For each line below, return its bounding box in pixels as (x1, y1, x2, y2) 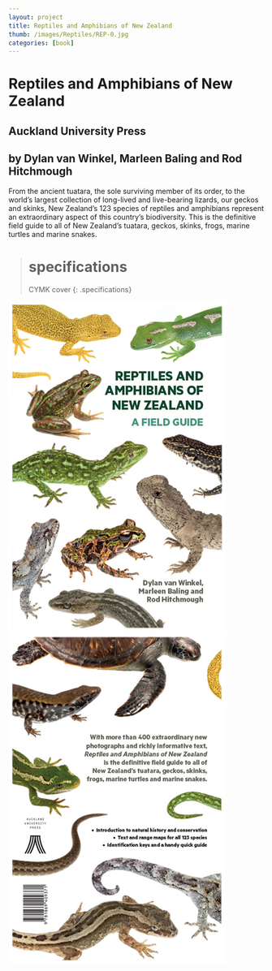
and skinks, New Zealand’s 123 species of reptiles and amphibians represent (8, 203, 265, 213)
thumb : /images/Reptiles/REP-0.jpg (8, 30, 129, 38)
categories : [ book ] (8, 39, 75, 47)
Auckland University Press (8, 124, 146, 138)
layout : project (8, 13, 63, 21)
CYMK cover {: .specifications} (28, 284, 132, 294)
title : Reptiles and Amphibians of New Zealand (8, 21, 173, 30)
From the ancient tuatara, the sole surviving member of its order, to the (8, 186, 245, 196)
